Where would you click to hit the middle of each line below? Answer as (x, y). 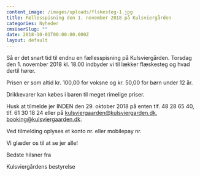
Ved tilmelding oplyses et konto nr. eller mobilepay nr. (74, 131)
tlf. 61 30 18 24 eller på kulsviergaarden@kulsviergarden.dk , (82, 113)
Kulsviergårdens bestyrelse (41, 167)
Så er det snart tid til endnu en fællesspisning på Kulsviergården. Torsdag (99, 58)
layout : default (27, 40)
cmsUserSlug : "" (27, 29)
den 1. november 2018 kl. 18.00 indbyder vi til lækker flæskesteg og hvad (98, 64)
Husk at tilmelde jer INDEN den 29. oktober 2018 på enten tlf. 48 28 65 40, (100, 106)
